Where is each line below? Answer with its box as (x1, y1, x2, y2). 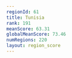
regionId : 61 (6, 8, 39, 15)
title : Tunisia (6, 14, 45, 21)
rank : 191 (6, 20, 31, 26)
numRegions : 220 (6, 37, 47, 43)
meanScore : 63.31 (6, 25, 50, 32)
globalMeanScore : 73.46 (6, 31, 67, 37)
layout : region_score (6, 43, 61, 49)
